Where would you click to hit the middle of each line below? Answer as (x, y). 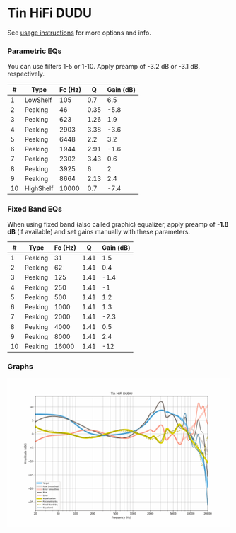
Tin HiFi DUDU (49, 13)
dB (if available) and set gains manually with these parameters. (99, 232)
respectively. (26, 74)
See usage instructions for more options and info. (79, 33)
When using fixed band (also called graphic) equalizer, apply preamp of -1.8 (118, 224)
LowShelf (38, 100)
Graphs (20, 367)
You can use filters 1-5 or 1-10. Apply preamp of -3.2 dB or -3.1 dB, (104, 67)
